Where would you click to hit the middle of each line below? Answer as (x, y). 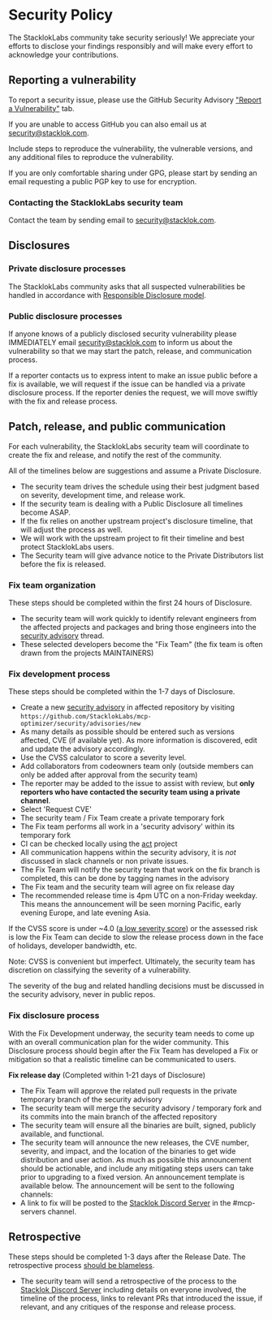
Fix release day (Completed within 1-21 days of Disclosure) (107, 1075)
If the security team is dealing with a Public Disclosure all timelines (132, 503)
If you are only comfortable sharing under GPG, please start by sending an (133, 173)
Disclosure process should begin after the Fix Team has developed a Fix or (133, 1050)
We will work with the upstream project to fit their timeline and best (132, 538)
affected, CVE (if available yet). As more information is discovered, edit (138, 740)
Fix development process (60, 674)
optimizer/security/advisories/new (80, 724)
